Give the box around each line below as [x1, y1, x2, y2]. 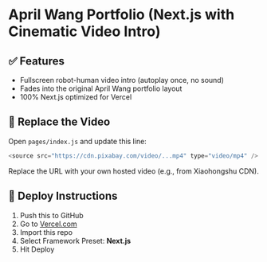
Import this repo [19, 227, 73, 237]
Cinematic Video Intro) [8, 22, 161, 41]
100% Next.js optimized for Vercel [19, 92, 132, 101]
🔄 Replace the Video [8, 115, 111, 129]
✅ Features [8, 54, 65, 68]
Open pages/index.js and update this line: [8, 136, 147, 146]
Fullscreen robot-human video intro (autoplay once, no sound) [19, 76, 225, 84]
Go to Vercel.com [19, 219, 77, 229]
